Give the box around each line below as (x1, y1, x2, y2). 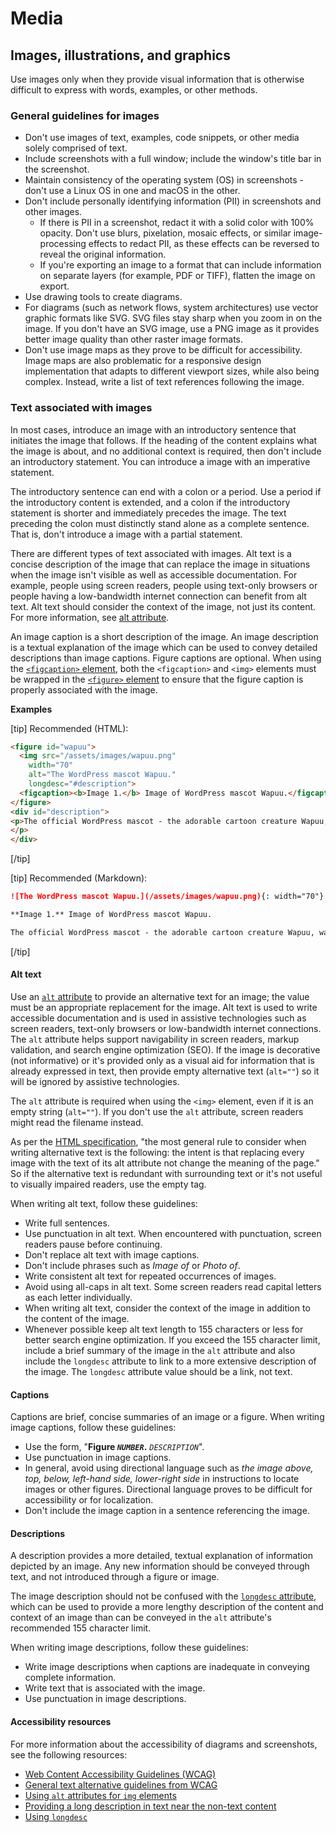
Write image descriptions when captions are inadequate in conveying (24, 1661, 310, 1673)
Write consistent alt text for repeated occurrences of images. (24, 1270, 277, 1282)
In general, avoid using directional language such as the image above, (24, 1462, 314, 1474)
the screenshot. (24, 163, 90, 176)
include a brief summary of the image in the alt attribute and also (24, 1345, 296, 1357)
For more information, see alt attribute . (10, 611, 170, 623)
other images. (24, 206, 83, 218)
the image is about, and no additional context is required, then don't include (10, 445, 322, 457)
